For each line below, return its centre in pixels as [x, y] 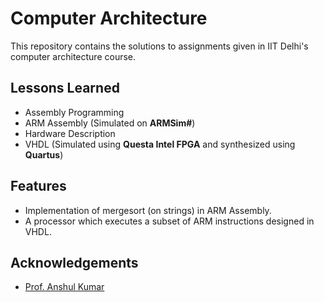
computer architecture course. [73, 56]
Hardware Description [70, 133]
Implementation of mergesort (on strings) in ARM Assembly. [148, 210]
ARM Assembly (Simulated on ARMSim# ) [110, 123]
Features [38, 186]
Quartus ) [44, 154]
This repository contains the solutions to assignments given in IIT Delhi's [159, 46]
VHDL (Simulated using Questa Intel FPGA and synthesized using [160, 144]
